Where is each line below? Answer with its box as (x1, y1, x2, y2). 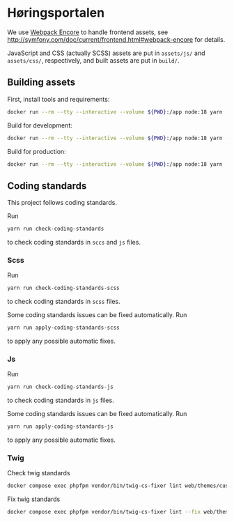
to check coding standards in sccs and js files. (7, 238, 141, 247)
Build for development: (7, 121, 72, 130)
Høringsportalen (7, 5, 105, 21)
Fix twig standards (7, 495, 61, 503)
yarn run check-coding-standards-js (7, 383, 114, 391)
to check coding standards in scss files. (7, 298, 120, 306)
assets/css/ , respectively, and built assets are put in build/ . (7, 56, 180, 64)
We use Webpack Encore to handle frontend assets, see (7, 28, 169, 36)
